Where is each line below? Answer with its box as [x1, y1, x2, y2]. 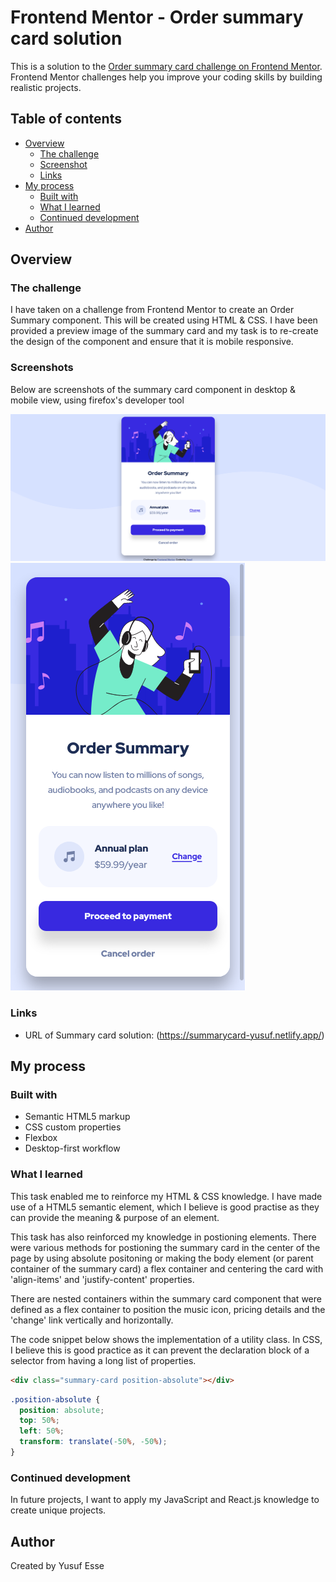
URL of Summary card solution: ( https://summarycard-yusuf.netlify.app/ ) [24, 1029, 325, 1041]
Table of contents [10, 111, 122, 128]
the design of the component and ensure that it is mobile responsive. [10, 336, 294, 348]
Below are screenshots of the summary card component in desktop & [10, 383, 297, 395]
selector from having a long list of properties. [10, 1354, 197, 1366]
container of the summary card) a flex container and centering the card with [10, 1262, 324, 1275]
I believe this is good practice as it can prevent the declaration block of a [10, 1344, 310, 1356]
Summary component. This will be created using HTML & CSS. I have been [10, 314, 318, 326]
